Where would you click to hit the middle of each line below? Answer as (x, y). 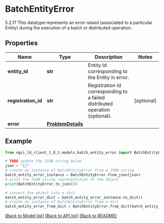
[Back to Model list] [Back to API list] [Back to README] (61, 216)
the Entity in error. (108, 77)
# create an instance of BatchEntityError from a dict (62, 202)
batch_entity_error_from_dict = (38, 206)
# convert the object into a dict (40, 193)
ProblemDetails (65, 124)
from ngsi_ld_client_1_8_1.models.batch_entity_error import (69, 153)
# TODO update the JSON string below (43, 161)
